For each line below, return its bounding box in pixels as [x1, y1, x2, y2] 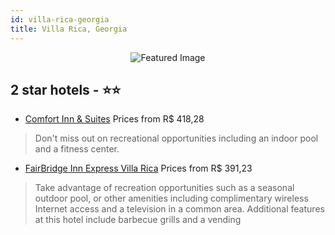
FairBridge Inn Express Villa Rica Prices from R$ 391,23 [24, 162, 253, 175]
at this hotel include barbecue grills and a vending [34, 214, 242, 226]
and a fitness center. [34, 143, 120, 155]
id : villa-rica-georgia [10, 14, 110, 25]
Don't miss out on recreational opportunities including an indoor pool [34, 132, 319, 145]
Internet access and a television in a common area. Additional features [34, 203, 325, 215]
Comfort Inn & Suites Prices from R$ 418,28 [24, 113, 205, 125]
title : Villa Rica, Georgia [10, 24, 128, 34]
